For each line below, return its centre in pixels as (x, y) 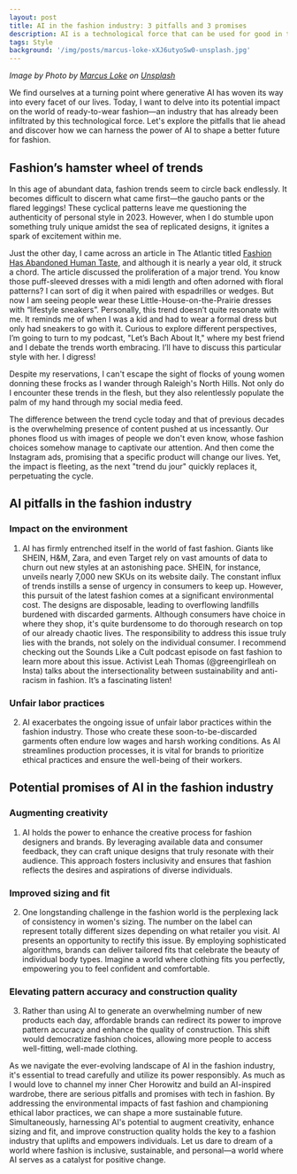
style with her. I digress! (53, 356)
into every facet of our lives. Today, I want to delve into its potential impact (145, 102)
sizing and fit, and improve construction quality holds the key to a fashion (143, 1131)
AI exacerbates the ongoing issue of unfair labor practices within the (147, 722)
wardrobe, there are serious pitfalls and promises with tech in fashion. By (142, 1094)
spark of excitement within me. (65, 236)
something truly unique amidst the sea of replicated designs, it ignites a (139, 226)
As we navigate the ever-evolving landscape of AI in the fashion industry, (142, 1066)
